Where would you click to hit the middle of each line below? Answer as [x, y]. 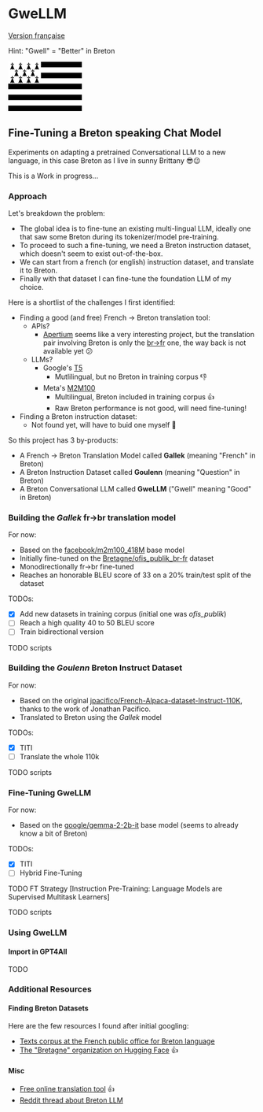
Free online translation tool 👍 [67, 1088]
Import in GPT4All [38, 951]
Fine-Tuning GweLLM [50, 792]
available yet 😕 [68, 351]
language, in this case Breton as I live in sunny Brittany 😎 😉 [104, 160]
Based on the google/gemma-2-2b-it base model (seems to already [129, 825]
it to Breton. [38, 271]
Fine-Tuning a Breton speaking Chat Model [115, 133]
